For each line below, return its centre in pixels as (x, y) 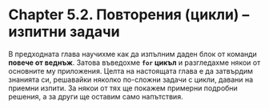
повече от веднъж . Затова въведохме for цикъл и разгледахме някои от (134, 63)
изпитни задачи (64, 32)
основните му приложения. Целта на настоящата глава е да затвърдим (131, 71)
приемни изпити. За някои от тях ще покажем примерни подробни (123, 88)
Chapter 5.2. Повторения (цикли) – (129, 15)
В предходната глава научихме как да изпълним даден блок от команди (133, 54)
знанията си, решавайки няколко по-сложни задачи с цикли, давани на (131, 79)
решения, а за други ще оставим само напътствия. (96, 96)
